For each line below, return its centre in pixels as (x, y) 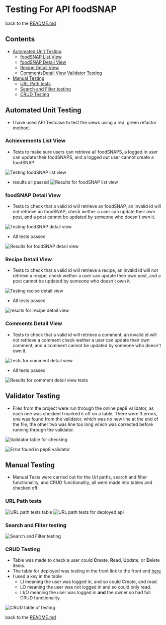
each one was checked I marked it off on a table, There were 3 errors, (85, 413)
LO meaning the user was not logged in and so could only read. (86, 587)
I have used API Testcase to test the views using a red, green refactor (85, 122)
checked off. (25, 488)
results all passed (31, 182)
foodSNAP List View (41, 57)
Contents (20, 39)
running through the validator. (43, 429)
